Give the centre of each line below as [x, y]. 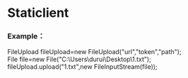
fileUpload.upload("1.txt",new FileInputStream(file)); [82, 67]
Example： [26, 37]
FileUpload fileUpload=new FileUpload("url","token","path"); [94, 52]
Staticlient [38, 13]
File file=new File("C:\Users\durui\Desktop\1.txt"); [80, 59]
